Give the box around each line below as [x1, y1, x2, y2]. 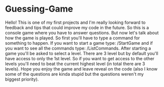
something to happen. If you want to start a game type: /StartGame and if [5, 40, 153, 46]
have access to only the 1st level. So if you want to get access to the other [5, 55, 155, 61]
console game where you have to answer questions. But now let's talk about [5, 30, 159, 35]
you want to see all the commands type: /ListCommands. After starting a [5, 45, 151, 51]
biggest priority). [5, 76, 39, 82]
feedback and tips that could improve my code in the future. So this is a [5, 24, 149, 30]
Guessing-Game [5, 3, 73, 15]
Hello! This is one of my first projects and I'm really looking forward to [5, 19, 146, 25]
